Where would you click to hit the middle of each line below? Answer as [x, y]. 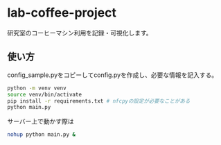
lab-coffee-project [62, 13]
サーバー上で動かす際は [41, 121]
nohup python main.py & [42, 135]
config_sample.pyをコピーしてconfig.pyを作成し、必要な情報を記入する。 [113, 75]
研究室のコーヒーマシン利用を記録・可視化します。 [80, 33]
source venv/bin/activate [44, 94]
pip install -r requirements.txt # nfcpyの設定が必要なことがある [99, 101]
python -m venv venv [37, 88]
